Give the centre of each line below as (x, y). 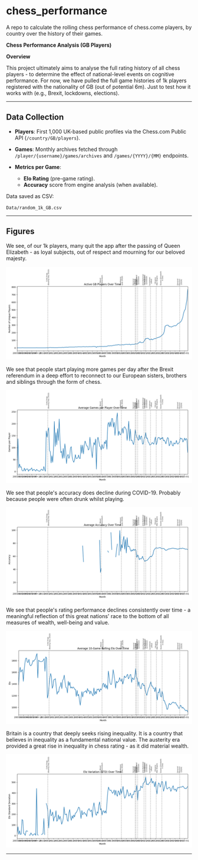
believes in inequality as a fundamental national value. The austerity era (93, 739)
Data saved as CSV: (30, 196)
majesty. (16, 258)
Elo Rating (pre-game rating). (59, 178)
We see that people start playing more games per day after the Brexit (90, 369)
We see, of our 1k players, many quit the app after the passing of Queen (93, 245)
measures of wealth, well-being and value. (58, 622)
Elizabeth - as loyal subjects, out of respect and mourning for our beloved (95, 252)
